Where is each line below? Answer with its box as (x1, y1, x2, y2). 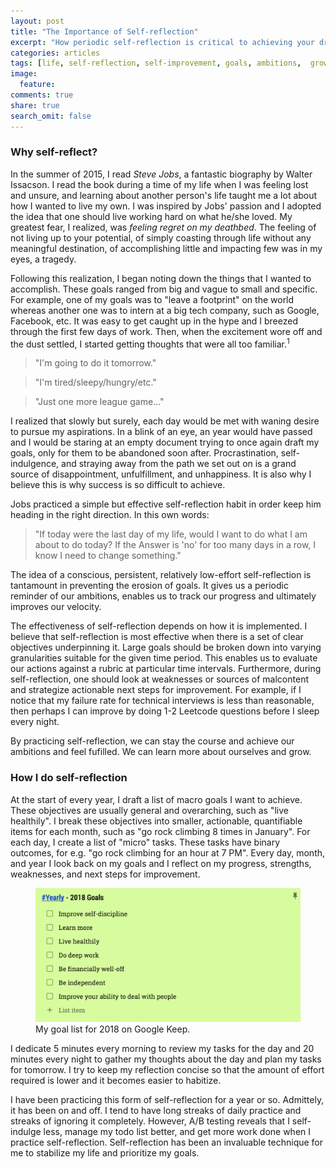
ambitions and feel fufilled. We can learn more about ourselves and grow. (10, 746, 312, 758)
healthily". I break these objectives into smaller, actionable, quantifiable (10, 815, 303, 827)
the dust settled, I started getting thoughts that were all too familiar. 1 (10, 336, 290, 350)
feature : (19, 80, 56, 90)
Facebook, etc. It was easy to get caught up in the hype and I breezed (10, 315, 299, 327)
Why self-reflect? (10, 145, 98, 159)
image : (10, 69, 38, 79)
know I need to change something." (34, 550, 182, 562)
